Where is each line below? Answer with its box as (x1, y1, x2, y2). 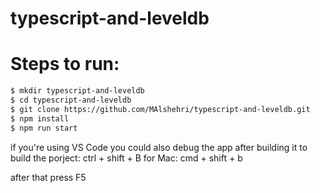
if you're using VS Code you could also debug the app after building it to (10, 141, 308, 153)
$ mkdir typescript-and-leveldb (10, 86, 145, 96)
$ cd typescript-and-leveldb (10, 95, 132, 105)
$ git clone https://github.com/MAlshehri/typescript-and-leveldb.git (10, 104, 311, 114)
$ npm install (10, 113, 70, 124)
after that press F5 (10, 171, 87, 183)
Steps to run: (10, 53, 120, 76)
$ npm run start (10, 123, 78, 133)
